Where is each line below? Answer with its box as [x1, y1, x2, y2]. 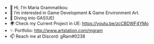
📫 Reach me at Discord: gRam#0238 [9, 33, 85, 39]
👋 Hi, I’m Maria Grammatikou [9, 5, 68, 10]
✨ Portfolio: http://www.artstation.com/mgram [9, 27, 103, 33]
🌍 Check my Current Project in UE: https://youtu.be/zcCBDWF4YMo [9, 21, 149, 26]
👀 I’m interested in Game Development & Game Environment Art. [9, 10, 140, 16]
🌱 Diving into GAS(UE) [9, 15, 55, 21]
